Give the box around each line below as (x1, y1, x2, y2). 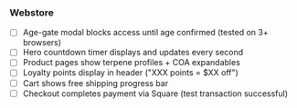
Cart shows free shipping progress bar (22, 77, 169, 88)
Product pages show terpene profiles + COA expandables (22, 57, 240, 68)
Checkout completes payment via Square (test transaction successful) (22, 88, 289, 99)
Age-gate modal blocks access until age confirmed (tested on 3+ (22, 27, 269, 38)
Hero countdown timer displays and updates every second (22, 47, 244, 58)
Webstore (9, 6, 55, 19)
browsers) (22, 37, 62, 48)
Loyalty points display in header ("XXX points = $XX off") (22, 67, 239, 78)
